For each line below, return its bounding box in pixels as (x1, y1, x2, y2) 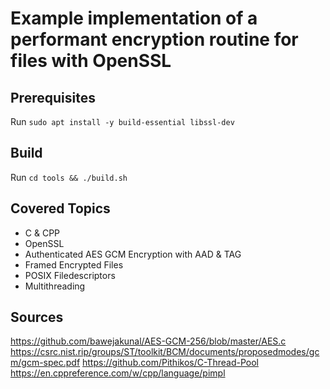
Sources (10, 309, 64, 326)
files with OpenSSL (10, 50, 172, 72)
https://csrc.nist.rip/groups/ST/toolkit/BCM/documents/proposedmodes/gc (10, 346, 320, 358)
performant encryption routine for (10, 28, 299, 51)
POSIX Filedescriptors (24, 269, 116, 281)
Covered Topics (10, 200, 111, 217)
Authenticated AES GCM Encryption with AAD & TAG (24, 248, 242, 260)
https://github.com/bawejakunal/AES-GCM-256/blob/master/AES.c (10, 335, 287, 347)
